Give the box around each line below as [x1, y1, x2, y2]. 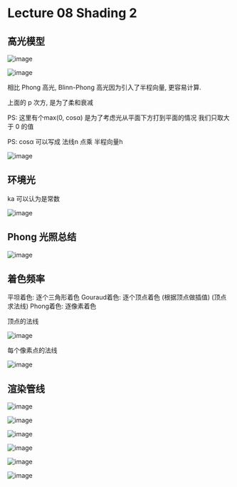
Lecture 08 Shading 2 [7, 5, 137, 21]
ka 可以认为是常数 [7, 194, 60, 203]
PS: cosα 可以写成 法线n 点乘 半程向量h [7, 138, 123, 145]
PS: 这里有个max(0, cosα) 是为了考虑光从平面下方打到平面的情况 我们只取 [7, 113, 224, 122]
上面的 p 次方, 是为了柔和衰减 [7, 98, 94, 106]
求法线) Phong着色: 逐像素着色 [7, 302, 97, 311]
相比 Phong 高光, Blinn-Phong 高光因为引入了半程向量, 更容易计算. [7, 83, 201, 91]
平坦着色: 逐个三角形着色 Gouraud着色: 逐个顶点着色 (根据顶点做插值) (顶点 [7, 293, 227, 302]
